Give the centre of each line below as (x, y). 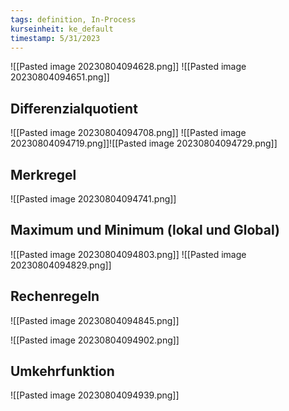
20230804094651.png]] (60, 77)
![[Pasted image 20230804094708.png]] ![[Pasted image (128, 133)
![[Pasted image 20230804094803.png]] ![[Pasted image (128, 254)
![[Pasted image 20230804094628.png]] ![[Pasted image (128, 67)
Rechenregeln (55, 296)
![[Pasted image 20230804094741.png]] (93, 199)
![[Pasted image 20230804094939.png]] (95, 395)
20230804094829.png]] (61, 265)
